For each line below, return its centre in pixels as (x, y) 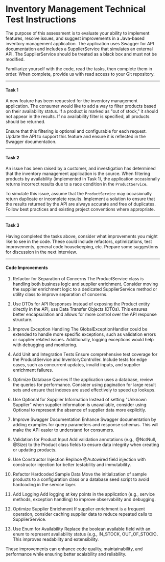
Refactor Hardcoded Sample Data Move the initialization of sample (80, 474)
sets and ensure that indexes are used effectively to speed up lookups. (84, 390)
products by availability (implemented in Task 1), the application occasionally (83, 179)
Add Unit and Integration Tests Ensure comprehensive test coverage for (85, 354)
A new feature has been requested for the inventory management (71, 101)
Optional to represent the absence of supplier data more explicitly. (79, 410)
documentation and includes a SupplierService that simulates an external (79, 49)
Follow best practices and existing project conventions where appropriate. (80, 209)
